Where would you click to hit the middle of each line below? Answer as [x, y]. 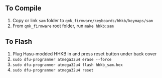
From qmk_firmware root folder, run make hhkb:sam [63, 26]
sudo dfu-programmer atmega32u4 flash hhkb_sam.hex [67, 65]
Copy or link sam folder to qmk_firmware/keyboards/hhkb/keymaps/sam [83, 20]
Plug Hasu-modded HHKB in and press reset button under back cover [85, 54]
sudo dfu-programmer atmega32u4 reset [53, 70]
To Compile [23, 8]
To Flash [19, 42]
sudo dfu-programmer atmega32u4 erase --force [62, 59]
